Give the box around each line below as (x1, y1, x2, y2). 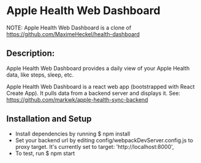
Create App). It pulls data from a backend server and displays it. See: (6, 89, 181, 97)
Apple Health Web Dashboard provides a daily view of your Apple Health (6, 64, 190, 72)
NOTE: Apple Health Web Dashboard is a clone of (6, 24, 132, 31)
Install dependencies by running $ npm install (15, 130, 131, 137)
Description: (6, 48, 55, 59)
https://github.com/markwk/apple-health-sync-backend (6, 96, 148, 103)
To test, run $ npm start (15, 150, 75, 157)
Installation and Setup (6, 114, 92, 124)
